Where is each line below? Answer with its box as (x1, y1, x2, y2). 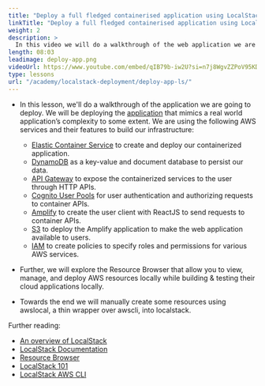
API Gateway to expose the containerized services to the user (31, 173, 233, 183)
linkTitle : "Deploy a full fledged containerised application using (8, 19, 238, 27)
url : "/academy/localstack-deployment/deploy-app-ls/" (8, 78, 192, 85)
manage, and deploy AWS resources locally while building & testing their (19, 273, 256, 282)
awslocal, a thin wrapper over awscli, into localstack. (19, 305, 192, 315)
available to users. (31, 233, 91, 242)
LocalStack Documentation (19, 344, 108, 354)
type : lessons (8, 70, 55, 78)
